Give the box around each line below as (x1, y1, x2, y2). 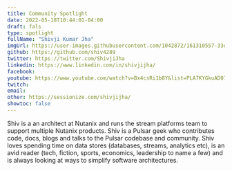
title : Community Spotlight (7, 10, 88, 17)
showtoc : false (7, 100, 51, 107)
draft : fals (7, 23, 41, 30)
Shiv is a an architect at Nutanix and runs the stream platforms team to (7, 119, 208, 127)
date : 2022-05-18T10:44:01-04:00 (7, 17, 104, 24)
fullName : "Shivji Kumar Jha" (7, 36, 95, 43)
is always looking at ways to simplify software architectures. (7, 156, 178, 164)
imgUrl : (7, 42, 30, 49)
